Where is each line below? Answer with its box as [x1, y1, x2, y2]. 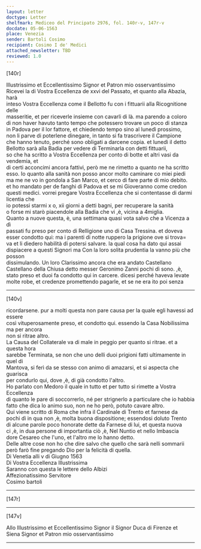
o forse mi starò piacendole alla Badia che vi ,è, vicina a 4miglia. [6, 208, 165, 215]
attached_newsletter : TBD [6, 48, 71, 54]
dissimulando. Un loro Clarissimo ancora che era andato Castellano [6, 259, 172, 266]
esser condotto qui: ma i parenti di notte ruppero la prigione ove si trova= [6, 234, 187, 241]
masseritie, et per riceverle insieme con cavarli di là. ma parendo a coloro [6, 113, 187, 120]
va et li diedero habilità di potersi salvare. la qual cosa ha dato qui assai [6, 240, 181, 247]
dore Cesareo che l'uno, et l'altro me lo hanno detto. [6, 434, 135, 441]
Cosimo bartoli [6, 478, 42, 485]
